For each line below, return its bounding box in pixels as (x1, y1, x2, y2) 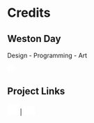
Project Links (7, 85, 65, 97)
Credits (7, 5, 51, 21)
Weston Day (7, 33, 61, 45)
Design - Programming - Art (7, 51, 88, 59)
